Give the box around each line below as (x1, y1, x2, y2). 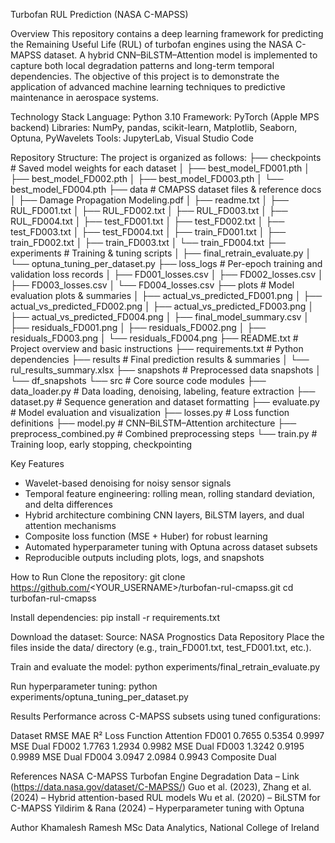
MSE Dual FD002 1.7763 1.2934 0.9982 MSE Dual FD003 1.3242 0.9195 (10, 740, 305, 752)
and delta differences (24, 499, 113, 510)
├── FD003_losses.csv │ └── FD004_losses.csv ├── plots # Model (10, 279, 295, 291)
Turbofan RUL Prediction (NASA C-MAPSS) (10, 9, 189, 20)
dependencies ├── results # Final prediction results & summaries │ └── (10, 354, 310, 365)
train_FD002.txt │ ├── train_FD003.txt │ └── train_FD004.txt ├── (10, 237, 286, 248)
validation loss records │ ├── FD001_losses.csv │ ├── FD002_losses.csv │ (10, 269, 324, 280)
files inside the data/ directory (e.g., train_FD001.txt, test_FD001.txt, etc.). (10, 642, 312, 653)
